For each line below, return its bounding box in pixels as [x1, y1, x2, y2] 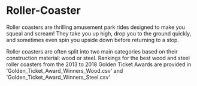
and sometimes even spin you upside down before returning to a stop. [6, 36, 180, 43]
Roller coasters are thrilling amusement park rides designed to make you [6, 23, 186, 31]
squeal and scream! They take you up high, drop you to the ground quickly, [6, 29, 192, 37]
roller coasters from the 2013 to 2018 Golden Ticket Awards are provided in [6, 61, 192, 68]
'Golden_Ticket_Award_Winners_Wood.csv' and [6, 67, 123, 74]
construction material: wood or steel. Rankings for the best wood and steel [6, 54, 190, 61]
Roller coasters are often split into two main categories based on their [6, 48, 178, 55]
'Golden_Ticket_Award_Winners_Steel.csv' [6, 73, 111, 81]
